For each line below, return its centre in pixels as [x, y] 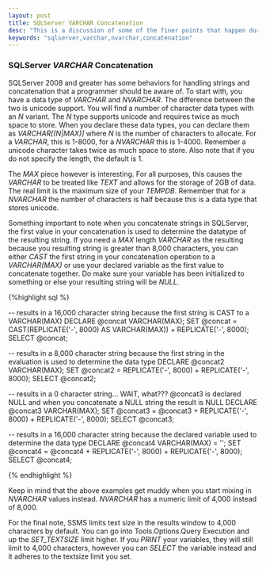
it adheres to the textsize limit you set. [70, 556]
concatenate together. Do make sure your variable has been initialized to [126, 273]
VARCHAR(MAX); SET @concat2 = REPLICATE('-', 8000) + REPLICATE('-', [129, 370]
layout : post [30, 15]
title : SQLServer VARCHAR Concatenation [76, 23]
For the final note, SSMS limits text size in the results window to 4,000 [122, 522]
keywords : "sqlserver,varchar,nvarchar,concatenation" [101, 38]
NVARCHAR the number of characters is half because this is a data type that [133, 199]
